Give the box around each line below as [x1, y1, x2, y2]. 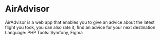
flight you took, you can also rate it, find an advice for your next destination [5, 24, 156, 30]
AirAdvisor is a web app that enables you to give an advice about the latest [5, 19, 155, 25]
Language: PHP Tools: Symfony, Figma [5, 29, 83, 35]
